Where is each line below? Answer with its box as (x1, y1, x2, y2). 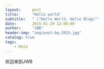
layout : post (5, 7, 41, 12)
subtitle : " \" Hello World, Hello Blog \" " (5, 16, 99, 21)
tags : (5, 40, 16, 45)
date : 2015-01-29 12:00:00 (5, 21, 75, 26)
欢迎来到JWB (5, 58, 32, 65)
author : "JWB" (5, 26, 43, 31)
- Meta (14, 44, 28, 49)
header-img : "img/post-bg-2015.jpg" (5, 30, 81, 35)
